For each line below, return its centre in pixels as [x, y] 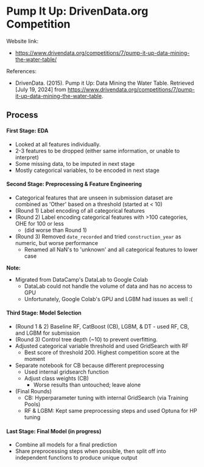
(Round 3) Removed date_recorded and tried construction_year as [98, 237]
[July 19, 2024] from [41, 89]
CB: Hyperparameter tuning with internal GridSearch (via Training [106, 397]
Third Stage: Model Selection [44, 313]
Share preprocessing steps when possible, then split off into [90, 451]
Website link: [22, 41]
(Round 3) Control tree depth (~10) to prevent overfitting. [86, 339]
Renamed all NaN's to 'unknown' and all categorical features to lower [111, 249]
